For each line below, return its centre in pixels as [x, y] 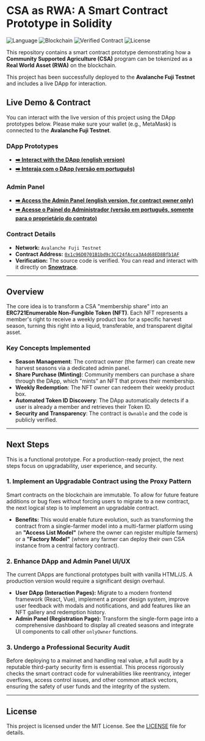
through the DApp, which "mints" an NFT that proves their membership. [105, 381]
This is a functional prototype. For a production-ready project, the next [95, 459]
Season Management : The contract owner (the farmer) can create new [105, 361]
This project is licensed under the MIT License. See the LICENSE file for [96, 726]
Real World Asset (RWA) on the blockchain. [62, 65]
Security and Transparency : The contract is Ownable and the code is [101, 413]
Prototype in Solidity [59, 23]
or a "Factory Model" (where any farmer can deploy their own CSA [100, 539]
